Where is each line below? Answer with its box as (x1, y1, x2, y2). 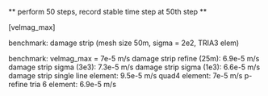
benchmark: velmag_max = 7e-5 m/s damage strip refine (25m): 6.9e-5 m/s (8, 54, 260, 63)
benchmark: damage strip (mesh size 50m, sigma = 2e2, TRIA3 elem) (8, 38, 240, 48)
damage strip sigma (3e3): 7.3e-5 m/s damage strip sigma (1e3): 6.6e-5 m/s (8, 62, 261, 72)
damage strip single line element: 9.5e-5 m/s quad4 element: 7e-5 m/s (8, 71, 243, 80)
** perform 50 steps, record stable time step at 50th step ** (8, 7, 207, 16)
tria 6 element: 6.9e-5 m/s (29, 80, 117, 89)
